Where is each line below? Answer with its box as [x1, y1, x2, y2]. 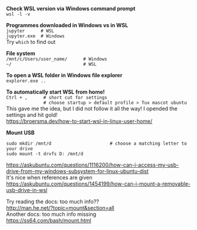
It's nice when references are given [6, 174, 93, 181]
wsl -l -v [6, 11, 31, 17]
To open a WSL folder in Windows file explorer [6, 72, 123, 79]
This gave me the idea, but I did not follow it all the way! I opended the [6, 105, 178, 112]
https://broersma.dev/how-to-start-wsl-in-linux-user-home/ [6, 118, 152, 124]
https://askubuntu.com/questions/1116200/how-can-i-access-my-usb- [6, 161, 179, 168]
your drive [6, 146, 33, 152]
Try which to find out [6, 39, 56, 45]
